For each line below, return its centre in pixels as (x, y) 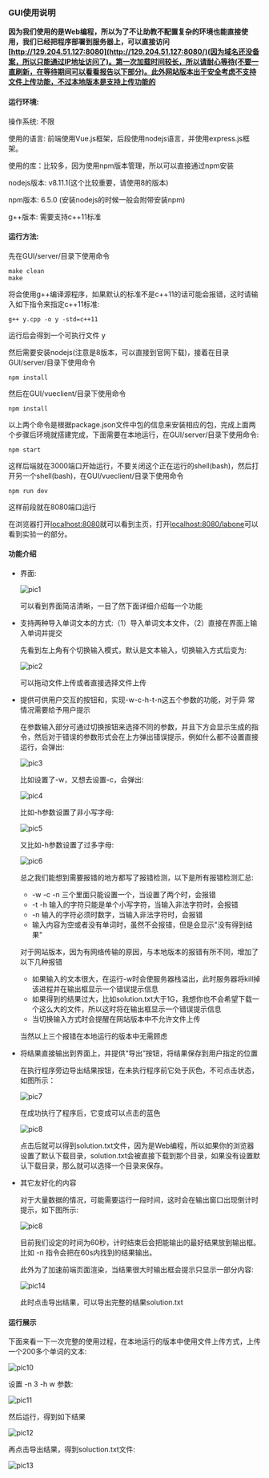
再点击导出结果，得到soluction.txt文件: (72, 1449)
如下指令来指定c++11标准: (57, 304)
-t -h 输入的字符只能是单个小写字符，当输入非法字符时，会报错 (135, 904)
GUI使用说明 (32, 12)
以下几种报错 (41, 962)
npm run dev (28, 491)
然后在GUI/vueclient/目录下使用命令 (67, 393)
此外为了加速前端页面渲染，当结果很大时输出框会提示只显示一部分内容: (137, 1269)
